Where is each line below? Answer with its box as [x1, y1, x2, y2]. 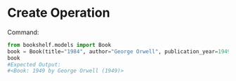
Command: [7, 28, 39, 36]
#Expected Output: [7, 61, 61, 68]
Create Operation [7, 5, 110, 21]
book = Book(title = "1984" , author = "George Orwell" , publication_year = [7, 47, 218, 55]
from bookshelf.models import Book [7, 41, 112, 48]
